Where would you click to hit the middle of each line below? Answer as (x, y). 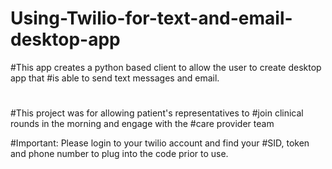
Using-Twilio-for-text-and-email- (151, 18)
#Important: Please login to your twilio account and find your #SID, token (160, 143)
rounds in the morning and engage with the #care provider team (142, 124)
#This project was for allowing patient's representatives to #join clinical (157, 113)
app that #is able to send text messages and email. (115, 78)
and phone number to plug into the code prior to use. (119, 154)
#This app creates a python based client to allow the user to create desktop (166, 67)
